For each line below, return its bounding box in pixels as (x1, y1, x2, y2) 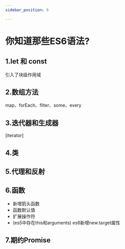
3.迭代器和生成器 (5, 118, 59, 127)
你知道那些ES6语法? (5, 35, 90, 47)
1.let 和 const (5, 57, 47, 66)
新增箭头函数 (12, 200, 40, 206)
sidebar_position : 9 (5, 7, 49, 13)
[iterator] (5, 133, 24, 139)
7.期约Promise (5, 236, 51, 244)
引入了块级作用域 (5, 72, 41, 78)
